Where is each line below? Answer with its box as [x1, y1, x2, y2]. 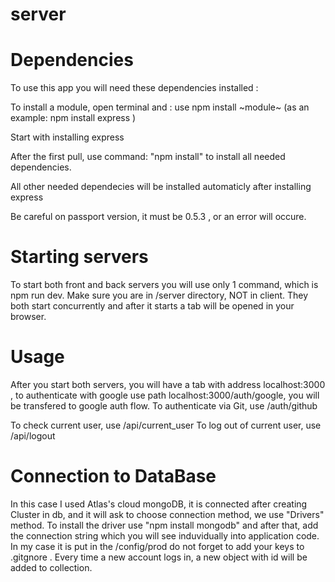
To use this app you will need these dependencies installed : [10, 82, 259, 94]
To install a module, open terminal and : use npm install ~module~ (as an [10, 101, 310, 113]
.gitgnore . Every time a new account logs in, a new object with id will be [10, 551, 308, 563]
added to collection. [10, 561, 93, 573]
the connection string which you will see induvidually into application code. [10, 529, 320, 542]
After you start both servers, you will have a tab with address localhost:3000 [10, 379, 326, 390]
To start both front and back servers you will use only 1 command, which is [10, 279, 319, 291]
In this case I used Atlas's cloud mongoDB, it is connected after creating [10, 498, 308, 510]
